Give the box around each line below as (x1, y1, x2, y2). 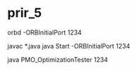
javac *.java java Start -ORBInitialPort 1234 (7, 41, 131, 50)
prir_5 (7, 5, 42, 21)
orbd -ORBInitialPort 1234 (7, 28, 83, 37)
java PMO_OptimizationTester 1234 (7, 55, 108, 64)
